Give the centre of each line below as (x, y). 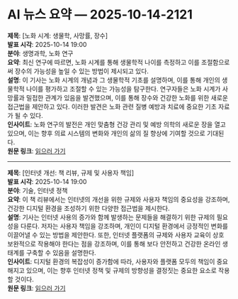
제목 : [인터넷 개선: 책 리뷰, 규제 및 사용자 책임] (71, 173)
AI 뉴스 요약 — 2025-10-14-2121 (100, 15)
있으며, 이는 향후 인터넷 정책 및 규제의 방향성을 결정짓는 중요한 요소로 (121, 270)
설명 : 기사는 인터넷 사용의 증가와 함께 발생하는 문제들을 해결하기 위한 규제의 (111, 217)
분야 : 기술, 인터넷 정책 (38, 190)
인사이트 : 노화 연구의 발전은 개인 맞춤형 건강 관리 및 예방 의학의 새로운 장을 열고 (117, 124)
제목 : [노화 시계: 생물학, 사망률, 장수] (58, 36)
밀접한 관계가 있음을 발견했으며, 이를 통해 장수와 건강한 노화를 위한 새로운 (127, 97)
